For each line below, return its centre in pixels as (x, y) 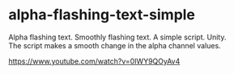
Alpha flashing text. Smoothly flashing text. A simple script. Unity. (117, 37)
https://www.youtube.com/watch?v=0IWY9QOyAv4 (94, 61)
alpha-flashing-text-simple (102, 15)
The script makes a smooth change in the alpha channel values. (115, 45)
